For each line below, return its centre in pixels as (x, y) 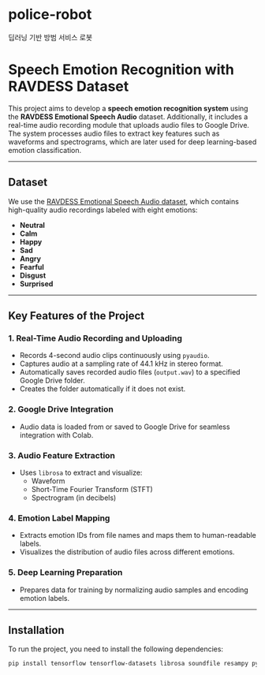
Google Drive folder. (52, 381)
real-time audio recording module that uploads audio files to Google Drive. (129, 125)
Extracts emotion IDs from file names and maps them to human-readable (138, 535)
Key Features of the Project (76, 316)
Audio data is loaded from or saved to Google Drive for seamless (125, 427)
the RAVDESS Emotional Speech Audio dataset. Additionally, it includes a (128, 117)
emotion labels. (44, 598)
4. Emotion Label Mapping (59, 518)
